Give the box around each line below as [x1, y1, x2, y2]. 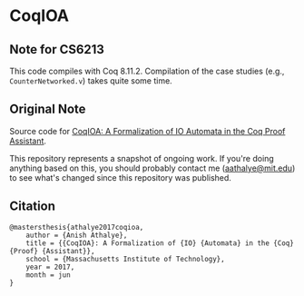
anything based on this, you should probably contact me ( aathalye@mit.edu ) [9, 163, 296, 173]
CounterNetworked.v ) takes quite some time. [9, 75, 172, 86]
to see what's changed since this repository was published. [9, 172, 231, 183]
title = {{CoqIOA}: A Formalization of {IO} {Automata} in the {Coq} [25, 238, 295, 248]
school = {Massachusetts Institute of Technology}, [25, 254, 225, 263]
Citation [9, 199, 56, 214]
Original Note [9, 102, 86, 117]
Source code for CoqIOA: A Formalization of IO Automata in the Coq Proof [9, 125, 286, 136]
